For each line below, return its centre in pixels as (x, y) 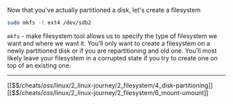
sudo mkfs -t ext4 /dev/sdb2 (49, 23)
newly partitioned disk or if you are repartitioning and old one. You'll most (112, 51)
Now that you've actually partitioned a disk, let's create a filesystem (104, 10)
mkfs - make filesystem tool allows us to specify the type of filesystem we (112, 36)
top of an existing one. (39, 65)
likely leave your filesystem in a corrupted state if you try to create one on (113, 58)
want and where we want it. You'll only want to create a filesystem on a (109, 43)
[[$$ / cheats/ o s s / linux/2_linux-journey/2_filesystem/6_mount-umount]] (108, 92)
